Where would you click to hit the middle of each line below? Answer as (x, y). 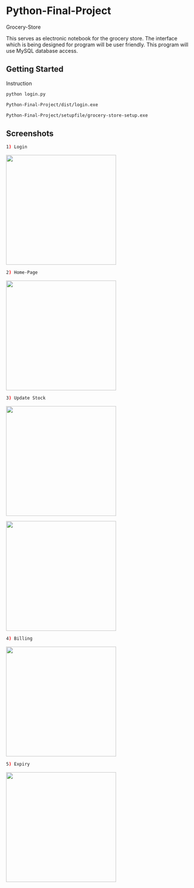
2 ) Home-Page (22, 273)
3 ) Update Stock (26, 398)
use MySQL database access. (42, 50)
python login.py (26, 94)
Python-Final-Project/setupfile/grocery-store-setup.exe (77, 115)
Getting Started (35, 69)
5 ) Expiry (18, 764)
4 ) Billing (19, 638)
